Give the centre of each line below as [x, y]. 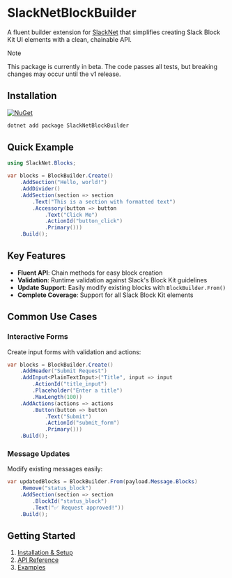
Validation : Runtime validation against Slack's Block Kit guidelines [112, 280]
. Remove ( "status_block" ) [56, 488]
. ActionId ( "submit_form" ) [82, 423]
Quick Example [41, 147]
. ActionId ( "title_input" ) [70, 384]
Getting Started [41, 536]
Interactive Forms [38, 337]
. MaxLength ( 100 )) [57, 397]
